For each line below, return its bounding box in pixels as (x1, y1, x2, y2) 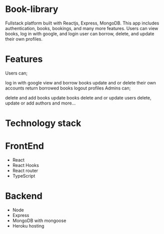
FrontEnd (5, 140, 44, 152)
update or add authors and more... (5, 100, 76, 106)
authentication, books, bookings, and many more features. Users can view (5, 25, 158, 31)
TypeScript (12, 173, 35, 178)
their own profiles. (5, 36, 42, 42)
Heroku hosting (12, 222, 44, 228)
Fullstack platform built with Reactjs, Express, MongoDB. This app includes (5, 20, 159, 26)
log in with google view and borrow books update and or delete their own (5, 79, 156, 85)
